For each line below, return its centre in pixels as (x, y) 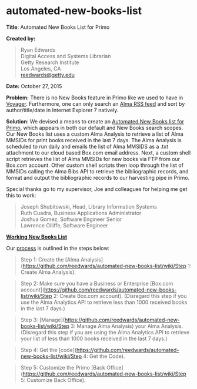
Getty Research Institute (50, 62)
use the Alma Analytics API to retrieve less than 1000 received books (104, 302)
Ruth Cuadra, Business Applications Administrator (81, 213)
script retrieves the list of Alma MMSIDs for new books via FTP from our (93, 159)
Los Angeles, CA (41, 68)
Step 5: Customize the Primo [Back (63, 367)
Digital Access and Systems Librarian (66, 56)
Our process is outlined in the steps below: (58, 248)
